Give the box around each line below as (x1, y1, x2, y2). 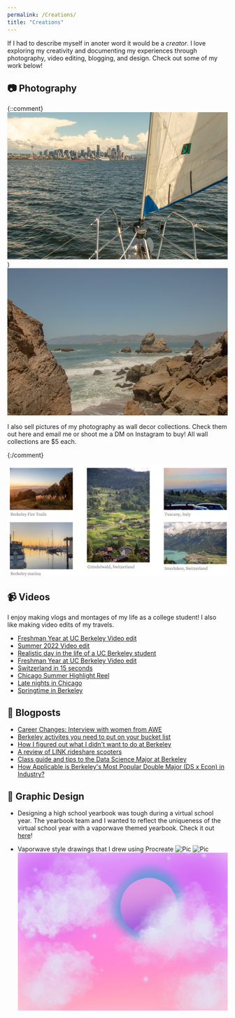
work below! (7, 61, 43, 69)
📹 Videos (7, 591, 50, 603)
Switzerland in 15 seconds (17, 664, 93, 672)
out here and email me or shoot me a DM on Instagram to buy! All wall (7, 430, 208, 438)
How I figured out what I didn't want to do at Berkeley (17, 740, 171, 749)
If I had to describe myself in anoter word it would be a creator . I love (7, 39, 206, 47)
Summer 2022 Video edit (17, 642, 90, 650)
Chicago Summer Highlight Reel (17, 672, 110, 680)
